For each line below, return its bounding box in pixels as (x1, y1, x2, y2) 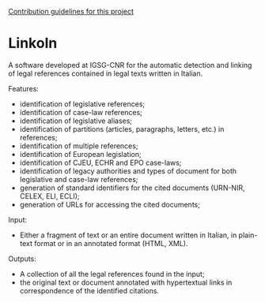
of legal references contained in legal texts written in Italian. (8, 69, 203, 78)
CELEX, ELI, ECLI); (19, 191, 80, 200)
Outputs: (8, 254, 37, 263)
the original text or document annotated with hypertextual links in (19, 278, 233, 287)
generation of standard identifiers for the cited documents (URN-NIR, (19, 183, 245, 192)
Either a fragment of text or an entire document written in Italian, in (19, 230, 237, 240)
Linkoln (8, 35, 58, 52)
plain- (238, 230, 258, 240)
